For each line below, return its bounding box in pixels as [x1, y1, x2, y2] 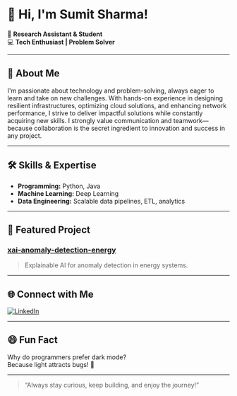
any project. [7, 131, 42, 140]
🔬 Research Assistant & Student [7, 30, 103, 38]
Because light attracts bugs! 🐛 [7, 360, 95, 368]
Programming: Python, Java [17, 182, 101, 190]
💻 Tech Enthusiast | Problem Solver [7, 37, 115, 46]
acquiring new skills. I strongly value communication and [7, 116, 172, 124]
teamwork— [173, 116, 209, 124]
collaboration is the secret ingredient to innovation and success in [34, 124, 226, 132]
